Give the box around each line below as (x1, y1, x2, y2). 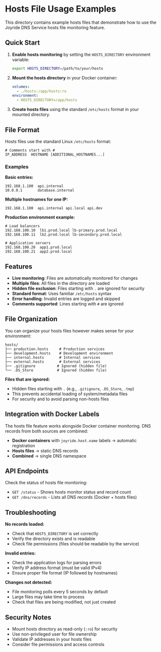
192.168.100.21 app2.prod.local (5, 249, 73, 254)
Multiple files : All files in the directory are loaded (12, 280, 110, 286)
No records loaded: (5, 521, 44, 527)
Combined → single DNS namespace (12, 453, 87, 459)
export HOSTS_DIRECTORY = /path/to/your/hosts (12, 66, 103, 71)
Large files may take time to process (12, 594, 85, 600)
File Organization (5, 315, 58, 323)
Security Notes (5, 613, 52, 621)
